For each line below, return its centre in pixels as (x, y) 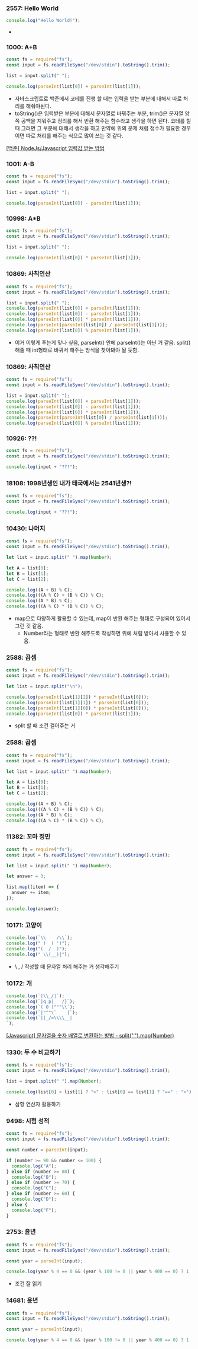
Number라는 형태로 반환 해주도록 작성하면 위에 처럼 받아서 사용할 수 (102, 634)
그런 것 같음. (29, 626)
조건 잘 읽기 (28, 1284)
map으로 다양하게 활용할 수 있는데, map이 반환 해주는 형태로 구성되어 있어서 (103, 619)
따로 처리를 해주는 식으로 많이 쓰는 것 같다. (74, 135)
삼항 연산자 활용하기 (38, 1104)
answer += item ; (31, 893)
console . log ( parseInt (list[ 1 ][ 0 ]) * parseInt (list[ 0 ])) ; (78, 708)
